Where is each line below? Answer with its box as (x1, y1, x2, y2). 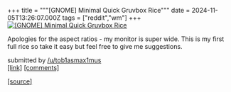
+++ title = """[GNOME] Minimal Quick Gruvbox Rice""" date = (7, 6, 190, 14)
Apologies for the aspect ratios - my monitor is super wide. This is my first (7, 35, 225, 43)
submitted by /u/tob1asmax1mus (7, 56, 102, 64)
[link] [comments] (7, 64, 60, 71)
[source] (7, 77, 33, 86)
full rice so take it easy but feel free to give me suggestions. (7, 42, 183, 50)
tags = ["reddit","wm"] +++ (62, 13, 141, 22)
